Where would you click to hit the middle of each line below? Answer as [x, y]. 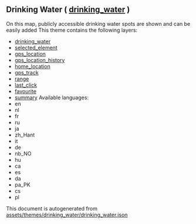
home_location [33, 66]
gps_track [27, 72]
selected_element [36, 47]
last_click [26, 85]
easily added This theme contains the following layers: [72, 30]
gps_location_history [40, 60]
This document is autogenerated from [52, 208]
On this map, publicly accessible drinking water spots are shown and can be [98, 23]
